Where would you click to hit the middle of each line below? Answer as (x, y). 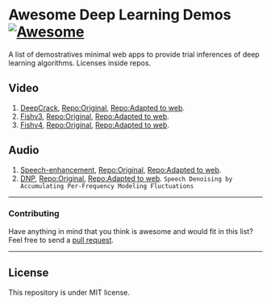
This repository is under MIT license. (69, 292)
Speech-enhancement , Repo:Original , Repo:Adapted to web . (121, 169)
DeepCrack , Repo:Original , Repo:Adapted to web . (102, 107)
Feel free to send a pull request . (61, 240)
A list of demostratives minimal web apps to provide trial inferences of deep (134, 54)
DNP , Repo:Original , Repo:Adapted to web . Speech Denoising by (126, 178)
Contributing (34, 214)
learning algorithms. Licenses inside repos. (80, 63)
